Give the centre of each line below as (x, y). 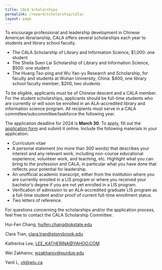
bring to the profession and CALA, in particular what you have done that (84, 164)
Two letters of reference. (37, 201)
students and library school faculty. (41, 43)
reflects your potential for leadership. (49, 169)
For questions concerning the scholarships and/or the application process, (80, 210)
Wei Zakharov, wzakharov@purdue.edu (45, 253)
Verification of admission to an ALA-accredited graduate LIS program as (85, 190)
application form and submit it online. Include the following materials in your (81, 129)
